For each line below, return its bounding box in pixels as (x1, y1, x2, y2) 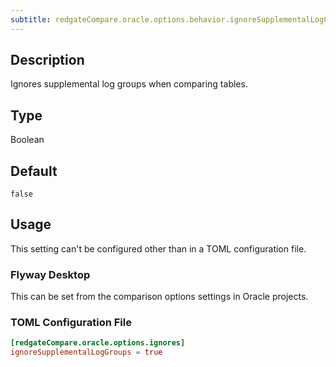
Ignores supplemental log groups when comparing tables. (10, 78, 248, 90)
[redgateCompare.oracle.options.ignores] (10, 338, 186, 348)
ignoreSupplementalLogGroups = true (10, 347, 163, 358)
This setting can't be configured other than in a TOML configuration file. (10, 242, 307, 255)
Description (10, 52, 85, 69)
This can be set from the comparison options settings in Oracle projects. (10, 291, 309, 303)
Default (10, 162, 58, 180)
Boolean (10, 134, 45, 146)
